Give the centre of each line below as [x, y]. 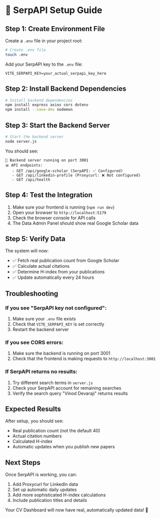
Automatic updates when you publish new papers [64, 447]
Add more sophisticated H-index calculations [59, 495]
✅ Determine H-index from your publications [58, 272]
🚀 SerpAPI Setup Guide [54, 10]
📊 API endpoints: [24, 165]
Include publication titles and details [50, 500]
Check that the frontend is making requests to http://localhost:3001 [84, 359]
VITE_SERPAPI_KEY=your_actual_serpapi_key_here [56, 73]
